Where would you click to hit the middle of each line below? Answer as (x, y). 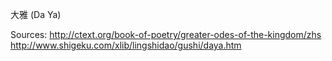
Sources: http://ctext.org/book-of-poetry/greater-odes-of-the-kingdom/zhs (166, 34)
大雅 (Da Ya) (36, 14)
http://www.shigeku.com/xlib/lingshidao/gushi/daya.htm (126, 45)
